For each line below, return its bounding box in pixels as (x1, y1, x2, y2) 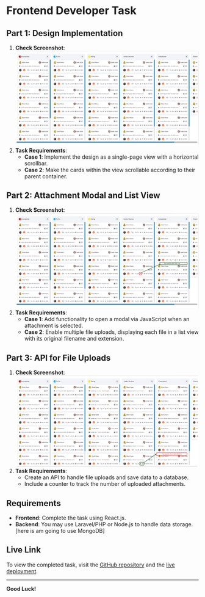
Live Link (6, 545, 41, 555)
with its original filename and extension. (24, 335, 124, 342)
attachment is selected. (24, 322, 84, 330)
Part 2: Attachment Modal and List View (6, 190, 160, 200)
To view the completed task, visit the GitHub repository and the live (6, 561, 175, 568)
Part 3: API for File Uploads (6, 352, 111, 363)
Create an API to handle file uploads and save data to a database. (24, 474, 189, 481)
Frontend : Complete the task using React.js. (15, 514, 126, 521)
